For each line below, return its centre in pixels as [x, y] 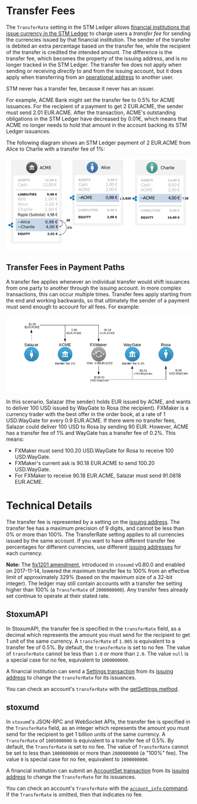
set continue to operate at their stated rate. [58, 596]
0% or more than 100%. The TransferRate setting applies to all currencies [95, 534]
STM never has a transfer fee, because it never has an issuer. [80, 88]
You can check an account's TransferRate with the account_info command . [98, 788]
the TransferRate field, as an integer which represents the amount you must [98, 727]
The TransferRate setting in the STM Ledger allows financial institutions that [98, 27]
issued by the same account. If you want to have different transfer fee [91, 541]
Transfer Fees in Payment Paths [66, 268]
